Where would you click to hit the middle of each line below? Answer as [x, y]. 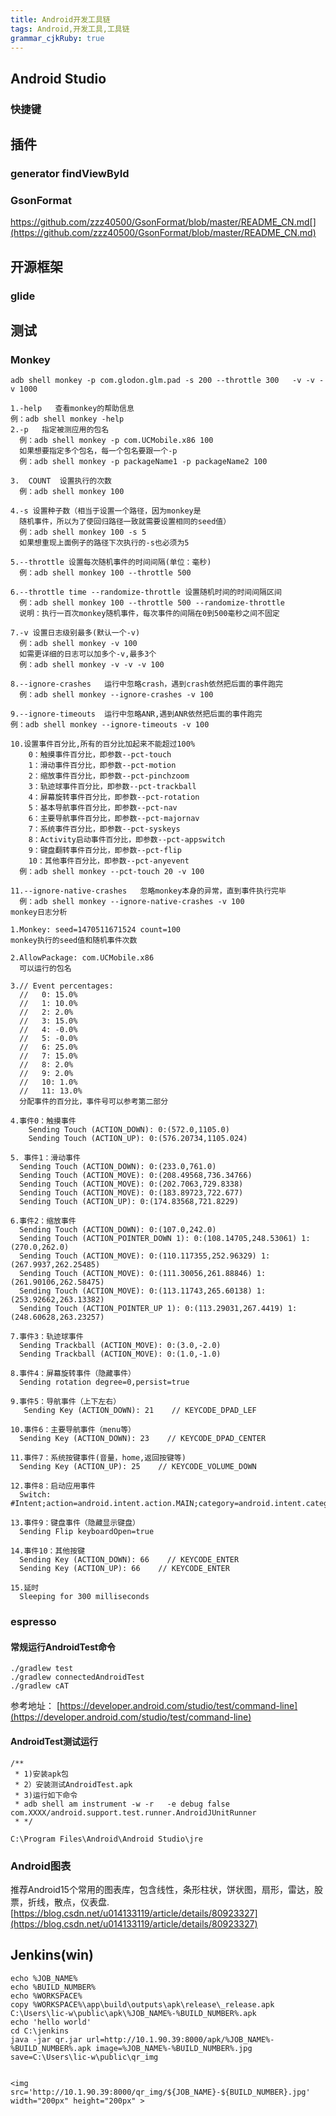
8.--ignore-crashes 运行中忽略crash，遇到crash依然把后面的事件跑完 [146, 684]
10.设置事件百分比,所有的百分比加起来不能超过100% [103, 744]
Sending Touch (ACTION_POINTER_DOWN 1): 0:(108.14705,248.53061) [158, 1239]
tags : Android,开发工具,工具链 [70, 29]
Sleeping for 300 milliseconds [84, 1597]
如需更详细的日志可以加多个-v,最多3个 [88, 654]
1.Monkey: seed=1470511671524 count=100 [96, 930]
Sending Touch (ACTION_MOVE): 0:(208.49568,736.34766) [136, 1176]
